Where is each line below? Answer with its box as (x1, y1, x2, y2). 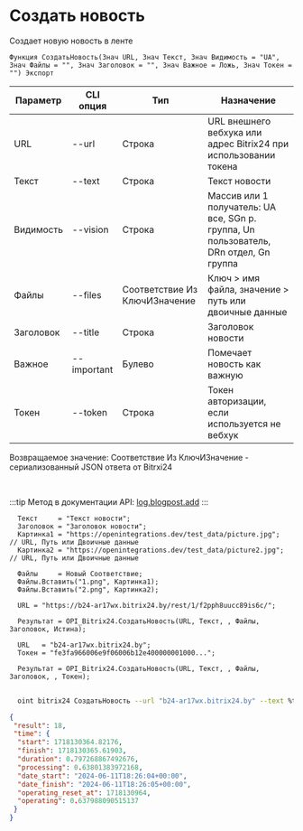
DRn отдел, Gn (207, 246, 271, 258)
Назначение (220, 94, 277, 107)
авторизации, (207, 395, 267, 407)
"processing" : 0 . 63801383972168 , (17, 762, 143, 772)
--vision (71, 223, 109, 236)
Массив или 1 (207, 189, 269, 201)
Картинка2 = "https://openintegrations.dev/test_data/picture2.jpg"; (17, 546, 284, 555)
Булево (122, 358, 155, 370)
